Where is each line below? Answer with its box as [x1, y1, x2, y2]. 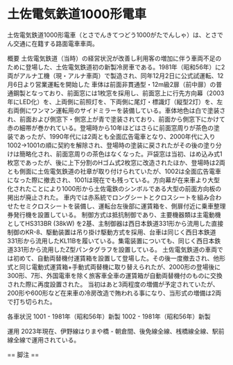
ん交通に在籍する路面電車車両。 [7, 39, 98, 47]
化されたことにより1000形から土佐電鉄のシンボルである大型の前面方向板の [7, 184, 222, 193]
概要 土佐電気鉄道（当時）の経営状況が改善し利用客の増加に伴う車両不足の [7, 54, 222, 63]
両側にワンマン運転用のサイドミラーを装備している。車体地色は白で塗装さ [12, 106, 226, 115]
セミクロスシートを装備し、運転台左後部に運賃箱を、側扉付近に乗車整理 [19, 202, 226, 210]
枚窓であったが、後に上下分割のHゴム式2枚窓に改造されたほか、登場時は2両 [7, 158, 225, 167]
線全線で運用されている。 [7, 335, 80, 344]
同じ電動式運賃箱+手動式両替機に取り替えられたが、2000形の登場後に [19, 262, 221, 271]
